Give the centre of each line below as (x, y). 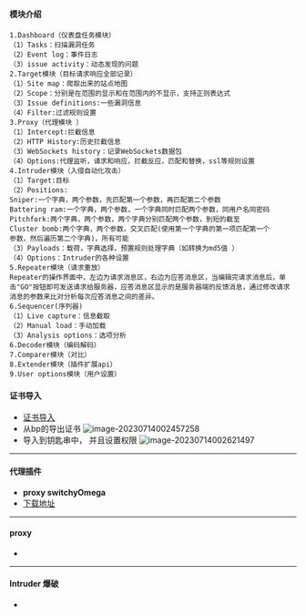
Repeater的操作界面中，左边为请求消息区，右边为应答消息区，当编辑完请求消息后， (144, 278)
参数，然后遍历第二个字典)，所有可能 (69, 239)
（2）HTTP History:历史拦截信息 (65, 142)
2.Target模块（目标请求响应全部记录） (73, 74)
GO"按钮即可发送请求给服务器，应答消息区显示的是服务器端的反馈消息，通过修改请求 (155, 287)
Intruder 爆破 (34, 584)
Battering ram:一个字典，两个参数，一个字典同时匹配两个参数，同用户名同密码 (140, 210)
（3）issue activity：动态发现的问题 (74, 65)
